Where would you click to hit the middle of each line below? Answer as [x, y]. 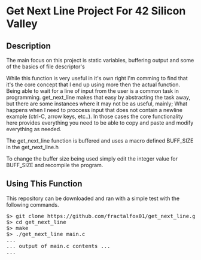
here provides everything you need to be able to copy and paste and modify [100, 123]
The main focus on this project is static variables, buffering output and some [100, 60]
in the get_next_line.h [32, 147]
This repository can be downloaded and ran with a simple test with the [93, 198]
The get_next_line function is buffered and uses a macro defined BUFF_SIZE [100, 141]
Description [28, 46]
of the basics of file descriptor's [45, 66]
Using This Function [44, 184]
